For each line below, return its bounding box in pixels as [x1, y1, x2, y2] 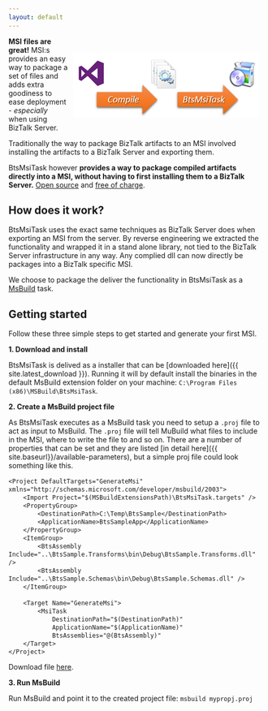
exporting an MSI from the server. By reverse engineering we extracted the [8, 234, 259, 243]
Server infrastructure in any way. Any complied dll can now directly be [8, 251, 244, 261]
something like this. [8, 461, 74, 471]
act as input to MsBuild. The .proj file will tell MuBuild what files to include [8, 426, 258, 436]
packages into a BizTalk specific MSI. [8, 260, 133, 269]
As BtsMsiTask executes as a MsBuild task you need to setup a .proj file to [8, 418, 260, 428]
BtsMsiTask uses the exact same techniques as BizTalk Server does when [8, 225, 256, 235]
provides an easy [8, 54, 67, 63]
